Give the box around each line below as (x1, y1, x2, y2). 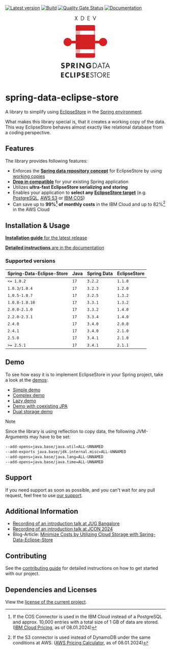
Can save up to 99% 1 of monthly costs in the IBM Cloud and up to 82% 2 (12, 200, 165, 207)
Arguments (5, 434, 29, 440)
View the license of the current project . (5, 599, 88, 605)
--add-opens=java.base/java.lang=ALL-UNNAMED (5, 454, 103, 459)
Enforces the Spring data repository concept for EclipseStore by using (12, 167, 162, 173)
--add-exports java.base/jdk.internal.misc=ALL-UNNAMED (5, 449, 126, 454)
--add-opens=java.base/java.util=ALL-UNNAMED (5, 444, 103, 449)
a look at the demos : (5, 377, 48, 383)
